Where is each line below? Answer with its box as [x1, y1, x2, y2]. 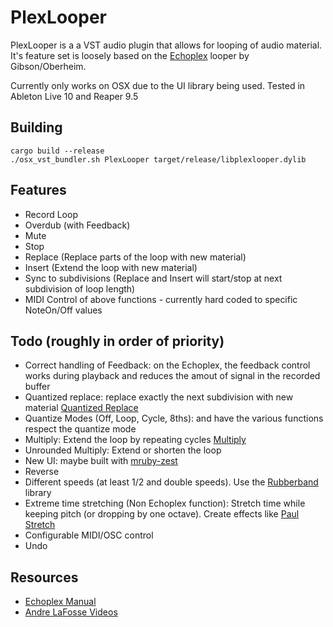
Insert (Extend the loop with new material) [24, 261, 198, 273]
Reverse [24, 466, 60, 478]
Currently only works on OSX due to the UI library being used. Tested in [10, 79, 306, 91]
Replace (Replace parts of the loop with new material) [24, 251, 247, 263]
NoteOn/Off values [24, 304, 103, 316]
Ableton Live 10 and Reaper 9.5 [10, 90, 139, 102]
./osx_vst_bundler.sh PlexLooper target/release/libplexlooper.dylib [10, 154, 307, 165]
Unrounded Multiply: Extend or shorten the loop [24, 444, 222, 456]
